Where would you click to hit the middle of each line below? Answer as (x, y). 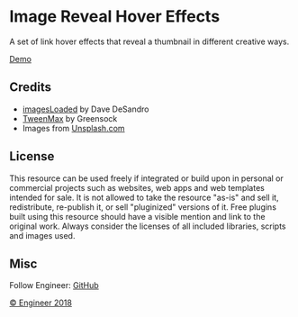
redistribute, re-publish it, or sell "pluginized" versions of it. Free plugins (143, 207)
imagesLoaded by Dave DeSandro (86, 109)
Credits (31, 87)
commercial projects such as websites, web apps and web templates (137, 187)
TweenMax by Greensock (70, 118)
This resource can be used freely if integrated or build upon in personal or (146, 178)
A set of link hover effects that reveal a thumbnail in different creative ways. (149, 41)
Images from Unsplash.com (73, 128)
